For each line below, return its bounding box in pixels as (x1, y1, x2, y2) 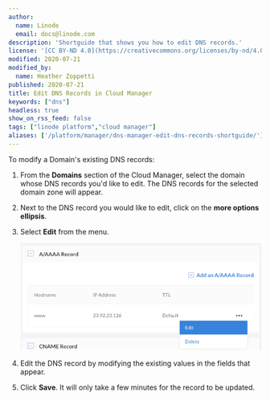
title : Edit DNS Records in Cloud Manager (8, 89, 153, 97)
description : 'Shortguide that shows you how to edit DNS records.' (8, 39, 243, 47)
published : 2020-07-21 (8, 80, 84, 88)
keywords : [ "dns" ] (8, 97, 70, 106)
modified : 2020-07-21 (8, 55, 81, 63)
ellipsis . (19, 211, 47, 221)
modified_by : (8, 64, 52, 72)
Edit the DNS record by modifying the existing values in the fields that (19, 358, 251, 369)
